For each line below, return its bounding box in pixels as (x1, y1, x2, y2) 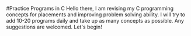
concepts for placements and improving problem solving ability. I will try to (6, 11, 186, 18)
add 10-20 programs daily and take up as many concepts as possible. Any (6, 17, 184, 24)
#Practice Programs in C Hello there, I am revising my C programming (6, 5, 174, 12)
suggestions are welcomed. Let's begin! (6, 23, 102, 30)
